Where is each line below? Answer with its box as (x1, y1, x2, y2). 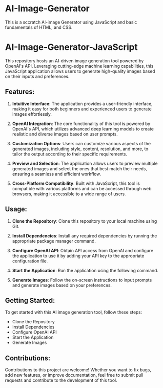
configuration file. (12, 258, 48, 264)
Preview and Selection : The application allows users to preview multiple (12, 160, 158, 166)
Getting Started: (5, 296, 55, 305)
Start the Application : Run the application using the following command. (12, 267, 159, 273)
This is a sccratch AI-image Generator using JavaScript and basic (5, 19, 138, 25)
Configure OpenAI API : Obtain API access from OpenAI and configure (12, 247, 154, 253)
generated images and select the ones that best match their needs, (12, 165, 147, 172)
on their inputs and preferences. (5, 73, 70, 79)
